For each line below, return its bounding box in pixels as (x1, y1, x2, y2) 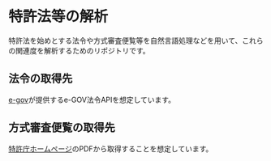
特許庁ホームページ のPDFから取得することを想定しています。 (8, 143, 213, 154)
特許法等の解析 (8, 7, 109, 26)
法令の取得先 (8, 72, 73, 86)
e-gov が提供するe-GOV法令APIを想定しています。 (8, 95, 176, 104)
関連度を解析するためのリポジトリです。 (15, 45, 150, 55)
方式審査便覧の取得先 (8, 121, 115, 134)
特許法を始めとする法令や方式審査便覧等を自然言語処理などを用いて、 (8, 36, 243, 45)
